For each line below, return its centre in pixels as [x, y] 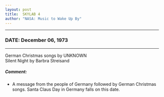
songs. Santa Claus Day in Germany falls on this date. [66, 89]
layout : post [18, 10]
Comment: [16, 72]
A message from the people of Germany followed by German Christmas [84, 84]
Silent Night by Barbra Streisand [37, 60]
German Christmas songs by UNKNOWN [46, 55]
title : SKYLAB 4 [23, 14]
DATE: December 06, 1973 [37, 40]
